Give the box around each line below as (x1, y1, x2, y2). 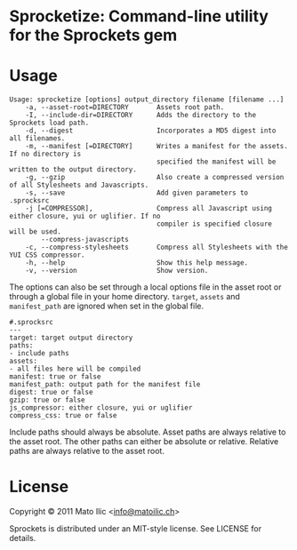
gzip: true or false (9, 395, 86, 405)
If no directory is (9, 149, 82, 159)
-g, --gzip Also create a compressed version (25, 173, 285, 182)
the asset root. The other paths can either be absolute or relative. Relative (9, 436, 279, 447)
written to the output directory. (9, 165, 138, 174)
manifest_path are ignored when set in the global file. (9, 300, 205, 312)
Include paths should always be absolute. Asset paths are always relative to (9, 426, 286, 437)
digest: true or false (9, 388, 93, 397)
